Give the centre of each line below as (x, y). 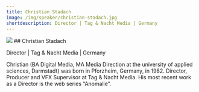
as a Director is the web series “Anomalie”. (59, 84)
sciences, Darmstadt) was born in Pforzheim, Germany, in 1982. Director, (97, 71)
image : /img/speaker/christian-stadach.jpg (62, 18)
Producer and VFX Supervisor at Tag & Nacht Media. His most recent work (99, 77)
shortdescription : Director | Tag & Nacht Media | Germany (82, 23)
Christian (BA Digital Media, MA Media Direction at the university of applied (99, 65)
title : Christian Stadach (39, 12)
